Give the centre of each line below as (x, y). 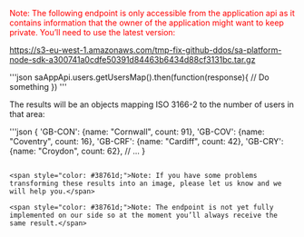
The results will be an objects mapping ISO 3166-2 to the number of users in (152, 104)
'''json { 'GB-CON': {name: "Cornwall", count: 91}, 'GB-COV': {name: (137, 132)
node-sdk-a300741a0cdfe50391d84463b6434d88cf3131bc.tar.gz (132, 59)
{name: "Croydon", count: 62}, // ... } (78, 151)
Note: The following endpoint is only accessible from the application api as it (152, 13)
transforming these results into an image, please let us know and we (146, 183)
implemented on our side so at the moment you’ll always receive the (144, 215)
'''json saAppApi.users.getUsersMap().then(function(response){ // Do (139, 77)
